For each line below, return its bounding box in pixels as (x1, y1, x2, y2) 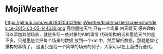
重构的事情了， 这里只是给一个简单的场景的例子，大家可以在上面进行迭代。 (5, 43, 156, 49)
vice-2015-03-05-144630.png (5, 25, 66, 31)
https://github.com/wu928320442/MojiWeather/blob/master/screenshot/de (5, 19, 157, 25)
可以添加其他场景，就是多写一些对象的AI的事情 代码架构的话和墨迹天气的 (5, 31, 151, 37)
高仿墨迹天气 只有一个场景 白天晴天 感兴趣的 (66, 25, 156, 31)
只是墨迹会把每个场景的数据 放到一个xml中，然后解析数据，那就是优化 (18, 37, 159, 43)
